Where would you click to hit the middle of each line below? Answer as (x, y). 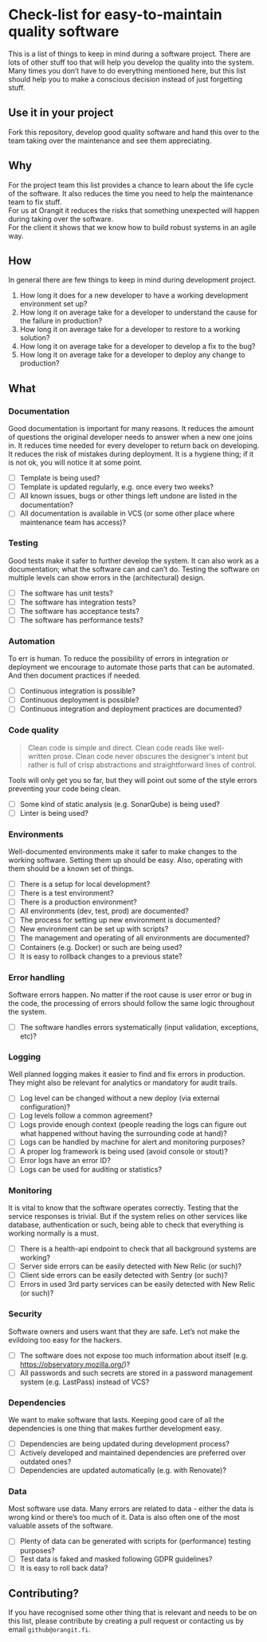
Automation (32, 641)
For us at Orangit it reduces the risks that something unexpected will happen (134, 210)
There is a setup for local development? (85, 884)
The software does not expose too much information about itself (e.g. (134, 1355)
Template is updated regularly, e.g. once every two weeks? (116, 487)
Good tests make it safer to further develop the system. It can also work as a (133, 560)
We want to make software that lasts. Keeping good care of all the (116, 1419)
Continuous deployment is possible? (79, 700)
